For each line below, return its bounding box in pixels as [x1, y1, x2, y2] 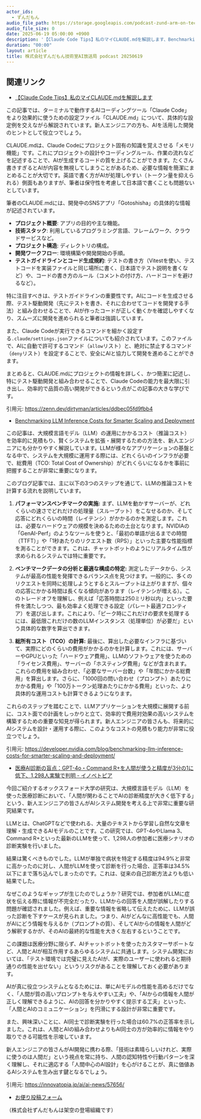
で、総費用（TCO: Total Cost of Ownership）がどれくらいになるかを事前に [6, 459, 190, 467]
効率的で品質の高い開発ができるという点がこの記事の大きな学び [26, 385, 184, 392]
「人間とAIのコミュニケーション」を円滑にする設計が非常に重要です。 [6, 1005, 178, 1012]
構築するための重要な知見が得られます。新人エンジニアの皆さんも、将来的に [6, 718, 194, 725]
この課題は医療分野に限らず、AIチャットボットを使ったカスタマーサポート [6, 941, 189, 948]
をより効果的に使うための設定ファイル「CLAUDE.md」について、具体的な [6, 114, 188, 122]
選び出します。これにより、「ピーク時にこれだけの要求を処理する [31, 610, 190, 617]
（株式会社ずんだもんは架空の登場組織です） [6, 1106, 117, 1114]
